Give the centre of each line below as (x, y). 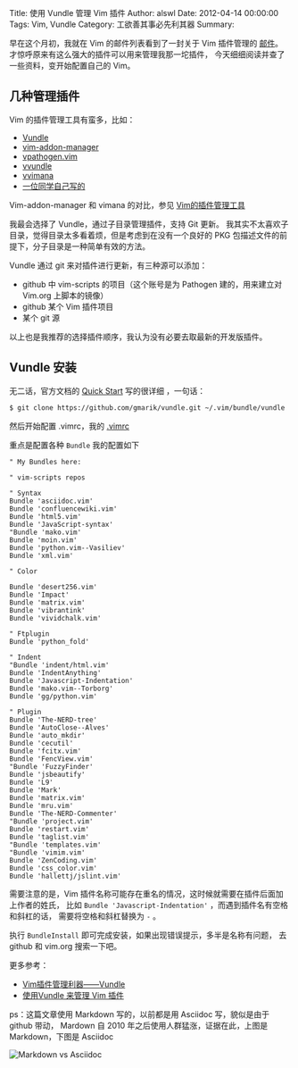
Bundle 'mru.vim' (41, 805)
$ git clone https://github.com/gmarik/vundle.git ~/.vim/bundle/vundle (147, 408)
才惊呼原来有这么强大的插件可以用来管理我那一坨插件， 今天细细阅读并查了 (147, 54)
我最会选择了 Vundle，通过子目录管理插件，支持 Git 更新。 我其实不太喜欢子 (149, 224)
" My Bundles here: (46, 462)
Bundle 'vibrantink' (48, 610)
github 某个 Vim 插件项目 (68, 306)
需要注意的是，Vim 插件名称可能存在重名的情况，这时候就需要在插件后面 (143, 893)
